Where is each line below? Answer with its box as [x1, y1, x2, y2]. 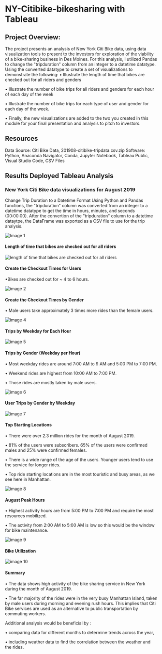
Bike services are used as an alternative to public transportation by [5, 605, 138, 611]
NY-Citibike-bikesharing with [5, 3, 125, 15]
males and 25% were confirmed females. [5, 447, 87, 453]
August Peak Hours [5, 497, 45, 503]
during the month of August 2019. [5, 586, 72, 591]
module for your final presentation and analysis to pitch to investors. [5, 120, 141, 126]
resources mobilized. [5, 513, 47, 519]
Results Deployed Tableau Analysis [5, 172, 114, 180]
